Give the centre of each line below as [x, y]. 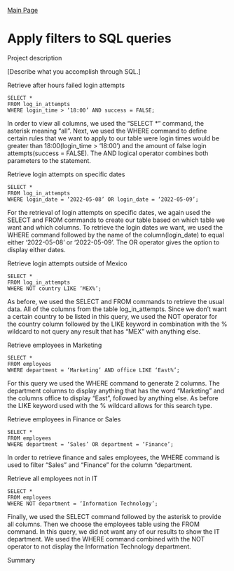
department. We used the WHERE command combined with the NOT [106, 539]
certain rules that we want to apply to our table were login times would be [113, 138]
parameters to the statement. [49, 160]
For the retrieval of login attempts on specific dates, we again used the [109, 212]
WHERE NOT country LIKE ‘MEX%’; [54, 288]
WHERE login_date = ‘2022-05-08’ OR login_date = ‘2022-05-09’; [103, 199]
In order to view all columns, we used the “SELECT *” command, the [106, 123]
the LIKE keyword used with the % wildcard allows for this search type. [110, 405]
